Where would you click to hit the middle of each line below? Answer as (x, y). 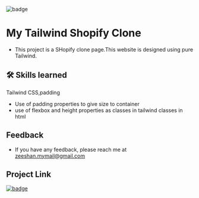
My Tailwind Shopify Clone (74, 33)
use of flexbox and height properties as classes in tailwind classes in (99, 110)
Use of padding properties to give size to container (77, 104)
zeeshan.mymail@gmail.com (50, 156)
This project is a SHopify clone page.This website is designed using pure (104, 49)
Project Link (29, 174)
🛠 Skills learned (37, 75)
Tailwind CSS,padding (33, 92)
